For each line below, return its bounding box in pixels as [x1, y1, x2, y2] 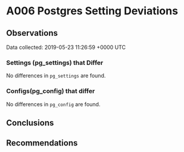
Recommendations [6, 138, 78, 148]
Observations [6, 28, 58, 38]
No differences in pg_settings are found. [6, 72, 106, 79]
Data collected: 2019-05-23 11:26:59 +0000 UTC [6, 44, 126, 51]
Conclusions [6, 117, 54, 128]
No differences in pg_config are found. [6, 100, 101, 108]
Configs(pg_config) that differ [6, 87, 95, 95]
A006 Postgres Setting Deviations [6, 4, 179, 18]
